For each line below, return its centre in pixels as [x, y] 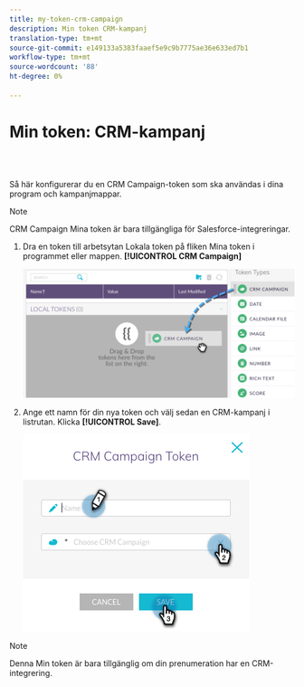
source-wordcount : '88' [54, 67]
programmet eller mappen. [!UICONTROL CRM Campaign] [132, 256]
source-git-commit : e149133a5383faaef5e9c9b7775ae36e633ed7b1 [129, 48]
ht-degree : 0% [36, 77]
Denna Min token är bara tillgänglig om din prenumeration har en [130, 663]
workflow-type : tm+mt [50, 57]
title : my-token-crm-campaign [66, 19]
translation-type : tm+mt [56, 38]
